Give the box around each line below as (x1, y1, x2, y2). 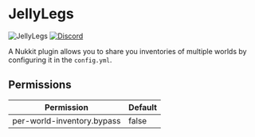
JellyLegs (8, 5, 74, 23)
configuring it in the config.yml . (8, 55, 112, 65)
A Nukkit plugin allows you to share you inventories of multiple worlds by (8, 46, 247, 56)
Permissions (8, 78, 72, 92)
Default (128, 101, 158, 112)
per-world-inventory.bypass (12, 115, 121, 126)
